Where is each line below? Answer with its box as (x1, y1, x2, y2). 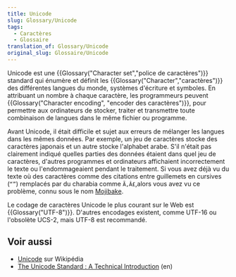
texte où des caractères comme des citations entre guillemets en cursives (7, 172, 222, 180)
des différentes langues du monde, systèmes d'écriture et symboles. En (7, 84, 216, 92)
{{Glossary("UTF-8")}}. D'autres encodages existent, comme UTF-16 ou (7, 208, 217, 217)
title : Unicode (7, 10, 52, 18)
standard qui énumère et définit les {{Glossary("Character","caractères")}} (7, 76, 223, 84)
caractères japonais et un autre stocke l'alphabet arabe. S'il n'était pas (7, 142, 212, 150)
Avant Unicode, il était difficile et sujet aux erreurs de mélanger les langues (7, 127, 225, 136)
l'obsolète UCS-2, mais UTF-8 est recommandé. (7, 215, 148, 224)
